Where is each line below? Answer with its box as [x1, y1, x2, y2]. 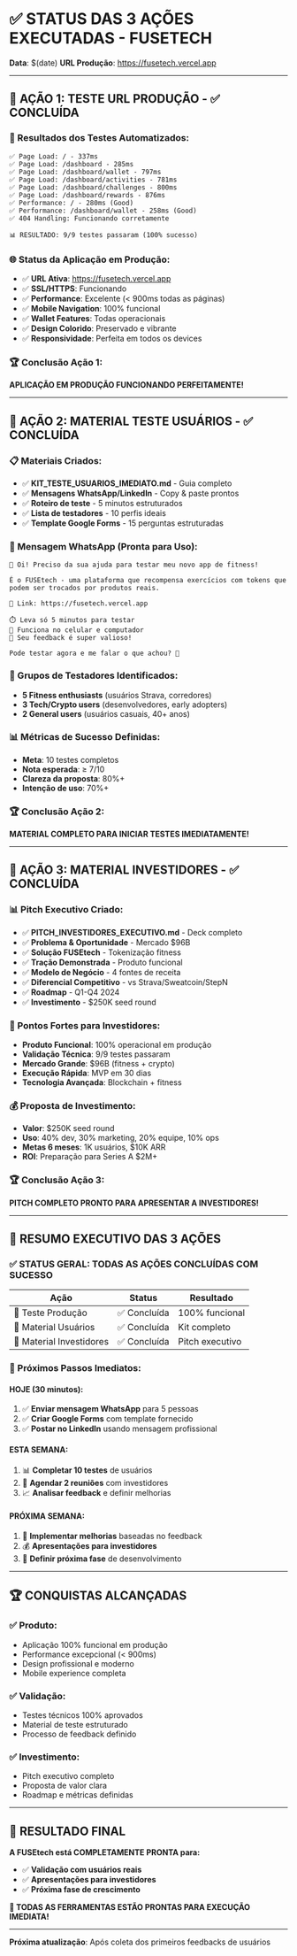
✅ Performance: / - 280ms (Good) [9, 198, 134, 207]
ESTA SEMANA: [9, 1444, 69, 1455]
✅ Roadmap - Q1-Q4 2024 [21, 987, 120, 997]
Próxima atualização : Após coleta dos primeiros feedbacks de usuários [9, 1937, 271, 1947]
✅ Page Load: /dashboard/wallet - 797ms [9, 167, 162, 176]
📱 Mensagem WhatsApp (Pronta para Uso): [9, 540, 198, 552]
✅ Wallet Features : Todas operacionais [21, 312, 166, 323]
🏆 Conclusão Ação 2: [9, 805, 104, 818]
